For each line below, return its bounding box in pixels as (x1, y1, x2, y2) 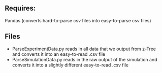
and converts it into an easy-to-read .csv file (12, 51, 105, 57)
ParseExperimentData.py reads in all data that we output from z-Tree (12, 46, 156, 52)
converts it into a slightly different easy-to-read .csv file (12, 62, 129, 68)
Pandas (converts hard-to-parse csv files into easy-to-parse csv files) (5, 17, 151, 23)
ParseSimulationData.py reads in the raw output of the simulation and (12, 56, 157, 62)
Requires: (5, 4, 36, 13)
